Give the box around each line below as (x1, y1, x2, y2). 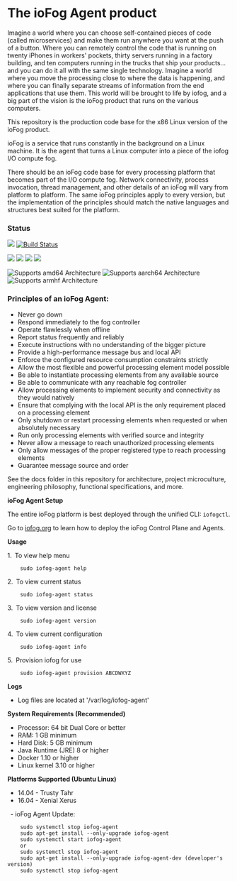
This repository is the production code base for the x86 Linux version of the (7, 117, 228, 126)
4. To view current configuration (7, 630, 103, 638)
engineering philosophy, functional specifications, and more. (7, 482, 184, 491)
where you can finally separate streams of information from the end (7, 81, 204, 89)
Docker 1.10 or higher (17, 753, 79, 762)
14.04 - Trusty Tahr (17, 788, 74, 797)
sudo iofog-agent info (20, 643, 87, 650)
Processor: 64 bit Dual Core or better (17, 723, 126, 732)
